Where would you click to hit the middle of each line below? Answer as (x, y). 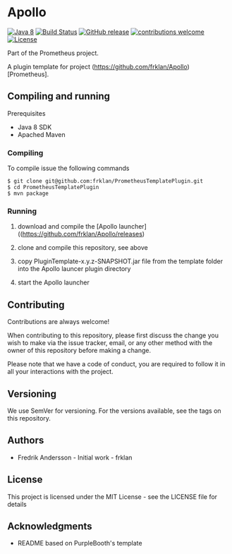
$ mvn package (28, 194)
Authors (26, 441)
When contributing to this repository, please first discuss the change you (113, 335)
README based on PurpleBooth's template (80, 543)
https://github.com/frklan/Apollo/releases (83, 234)
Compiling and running (59, 96)
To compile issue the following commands (68, 168)
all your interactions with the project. (61, 372)
